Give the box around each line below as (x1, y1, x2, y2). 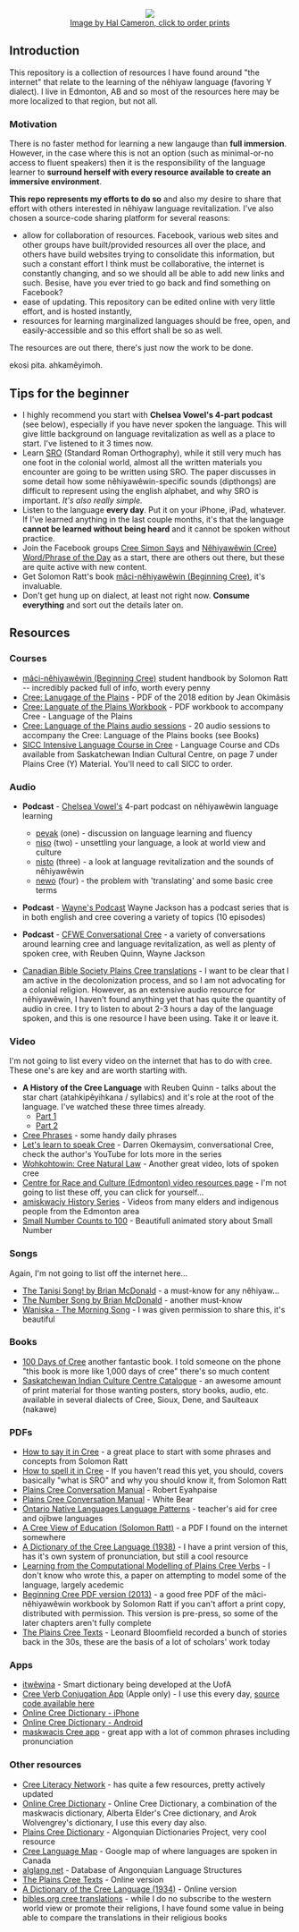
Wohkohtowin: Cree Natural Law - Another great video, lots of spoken (21, 1159, 279, 1170)
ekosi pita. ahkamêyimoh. (9, 360, 104, 370)
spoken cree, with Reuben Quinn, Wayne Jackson (21, 948, 205, 958)
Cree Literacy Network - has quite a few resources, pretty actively (21, 1779, 266, 1790)
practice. (21, 532, 55, 543)
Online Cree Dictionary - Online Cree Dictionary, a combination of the (21, 1798, 278, 1809)
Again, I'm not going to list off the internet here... (9, 1267, 188, 1279)
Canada (21, 1855, 52, 1866)
